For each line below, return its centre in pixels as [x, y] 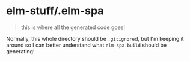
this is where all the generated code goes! [73, 27]
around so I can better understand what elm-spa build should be [87, 45]
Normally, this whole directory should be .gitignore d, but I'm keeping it [95, 38]
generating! [20, 51]
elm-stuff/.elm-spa [55, 11]
